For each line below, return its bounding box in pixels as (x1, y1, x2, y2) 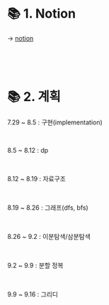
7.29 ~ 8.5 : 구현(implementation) (7, 118, 103, 127)
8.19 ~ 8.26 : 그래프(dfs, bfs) (7, 203, 88, 212)
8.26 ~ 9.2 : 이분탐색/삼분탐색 (7, 232, 91, 240)
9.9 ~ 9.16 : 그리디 (7, 289, 59, 299)
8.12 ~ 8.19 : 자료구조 (7, 174, 66, 183)
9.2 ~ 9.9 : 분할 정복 (7, 261, 64, 269)
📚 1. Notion (7, 6, 76, 22)
